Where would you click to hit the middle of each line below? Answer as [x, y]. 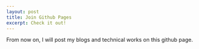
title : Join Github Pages [39, 17]
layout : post [23, 12]
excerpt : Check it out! [36, 23]
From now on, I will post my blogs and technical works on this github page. [99, 40]
